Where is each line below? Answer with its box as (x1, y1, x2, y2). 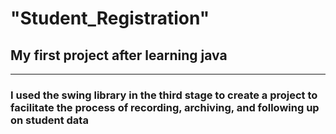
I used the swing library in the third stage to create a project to (10, 88, 318, 102)
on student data (10, 113, 89, 127)
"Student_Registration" (10, 7, 210, 30)
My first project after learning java (10, 47, 228, 64)
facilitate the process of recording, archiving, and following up (10, 100, 320, 114)
